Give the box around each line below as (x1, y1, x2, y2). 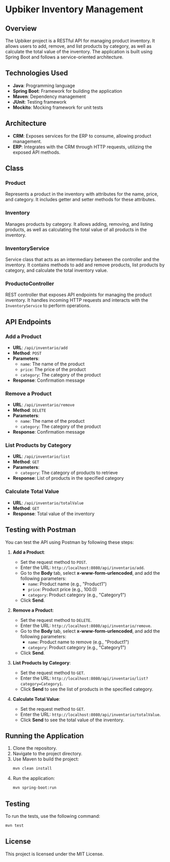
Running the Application (5, 731, 84, 740)
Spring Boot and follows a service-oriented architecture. (5, 54, 124, 60)
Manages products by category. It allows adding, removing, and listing (5, 221, 153, 227)
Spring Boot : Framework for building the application (12, 88, 123, 94)
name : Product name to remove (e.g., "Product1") (28, 639, 129, 645)
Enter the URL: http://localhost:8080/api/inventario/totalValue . (20, 711, 161, 717)
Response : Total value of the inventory (12, 511, 95, 517)
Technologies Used (5, 69, 68, 77)
